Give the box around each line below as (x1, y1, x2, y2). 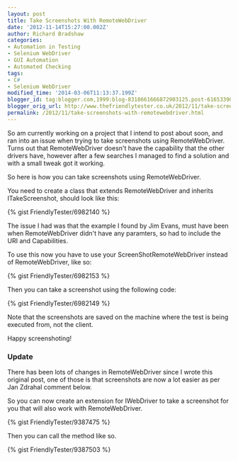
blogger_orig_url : (7, 103, 62, 110)
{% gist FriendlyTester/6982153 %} (7, 271, 110, 280)
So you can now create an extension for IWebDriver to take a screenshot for (7, 396, 229, 405)
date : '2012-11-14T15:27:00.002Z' (7, 23, 110, 30)
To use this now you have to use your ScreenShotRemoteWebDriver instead (7, 250, 228, 259)
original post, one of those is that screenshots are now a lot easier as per (7, 375, 220, 384)
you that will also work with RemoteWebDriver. (7, 404, 143, 413)
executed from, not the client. (7, 320, 93, 328)
